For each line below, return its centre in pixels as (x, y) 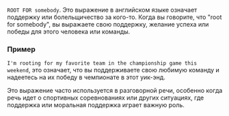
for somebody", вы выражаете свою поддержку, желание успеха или (108, 24)
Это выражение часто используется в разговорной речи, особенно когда (115, 91)
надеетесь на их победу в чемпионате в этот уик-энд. (86, 77)
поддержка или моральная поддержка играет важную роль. (96, 105)
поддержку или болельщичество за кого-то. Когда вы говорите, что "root (114, 17)
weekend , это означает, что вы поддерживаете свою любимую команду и (113, 70)
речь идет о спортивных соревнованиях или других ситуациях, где (106, 98)
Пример (22, 49)
